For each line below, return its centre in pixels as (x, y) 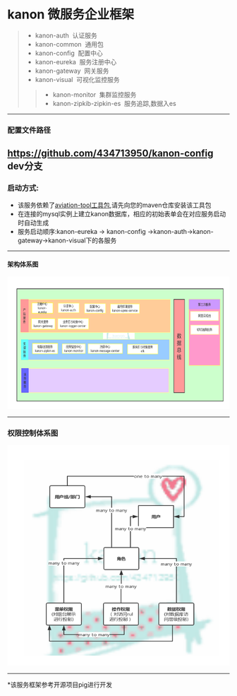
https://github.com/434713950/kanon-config (110, 154)
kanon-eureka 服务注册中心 (76, 61)
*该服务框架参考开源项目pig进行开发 (60, 685)
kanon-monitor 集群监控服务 (95, 94)
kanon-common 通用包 (69, 44)
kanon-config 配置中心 (69, 53)
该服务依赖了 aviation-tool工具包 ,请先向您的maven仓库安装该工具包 (114, 205)
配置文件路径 (29, 130)
